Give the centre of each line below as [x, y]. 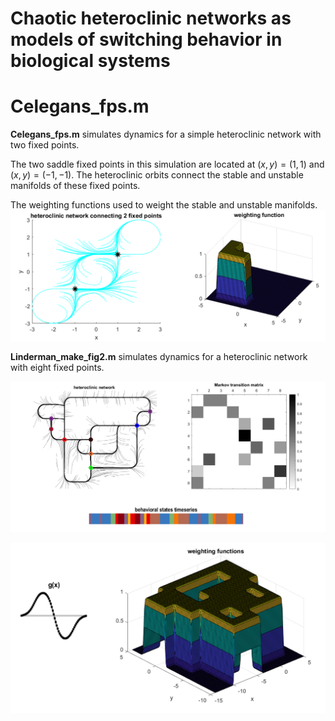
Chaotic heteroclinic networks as [151, 18]
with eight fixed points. [57, 367]
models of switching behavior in [146, 39]
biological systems [90, 61]
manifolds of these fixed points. [75, 186]
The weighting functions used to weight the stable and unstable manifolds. [164, 205]
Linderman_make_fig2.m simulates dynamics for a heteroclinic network [159, 356]
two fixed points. [45, 145]
